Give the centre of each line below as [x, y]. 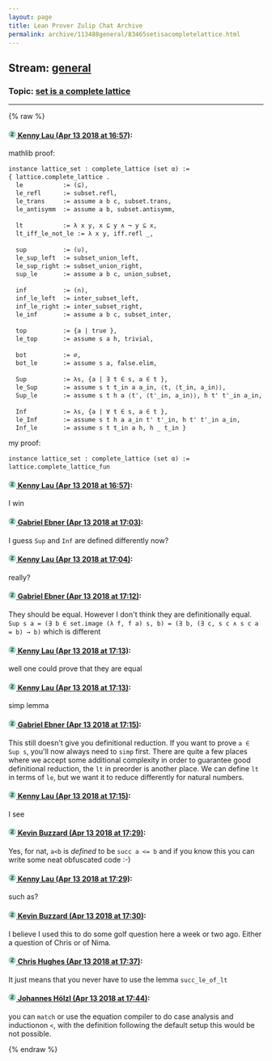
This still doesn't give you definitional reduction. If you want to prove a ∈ [129, 743]
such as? [23, 897]
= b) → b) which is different [55, 632]
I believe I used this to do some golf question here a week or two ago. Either [135, 934]
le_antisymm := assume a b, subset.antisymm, [96, 210]
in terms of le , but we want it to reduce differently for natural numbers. [126, 777]
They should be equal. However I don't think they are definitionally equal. [130, 614]
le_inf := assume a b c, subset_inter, [94, 315]
